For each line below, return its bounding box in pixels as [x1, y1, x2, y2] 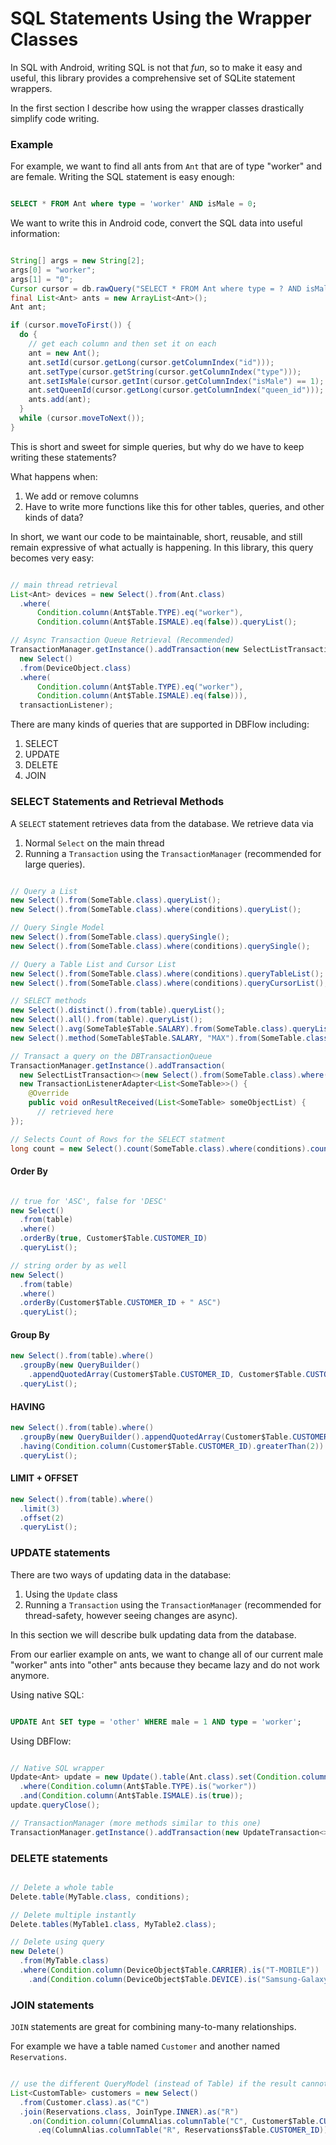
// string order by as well [10, 1260, 128, 1271]
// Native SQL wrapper [10, 1763, 105, 1773]
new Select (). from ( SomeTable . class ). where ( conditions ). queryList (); [10, 905, 302, 915]
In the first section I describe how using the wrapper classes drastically [10, 102, 305, 114]
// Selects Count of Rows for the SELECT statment [10, 1134, 226, 1144]
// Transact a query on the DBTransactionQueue [10, 1051, 213, 1061]
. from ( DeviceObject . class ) [19, 663, 132, 673]
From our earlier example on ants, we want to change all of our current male [10, 1648, 324, 1660]
